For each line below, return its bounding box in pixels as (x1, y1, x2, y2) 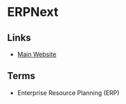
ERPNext (7, 4, 59, 20)
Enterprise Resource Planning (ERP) (17, 88, 120, 97)
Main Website (17, 50, 57, 58)
